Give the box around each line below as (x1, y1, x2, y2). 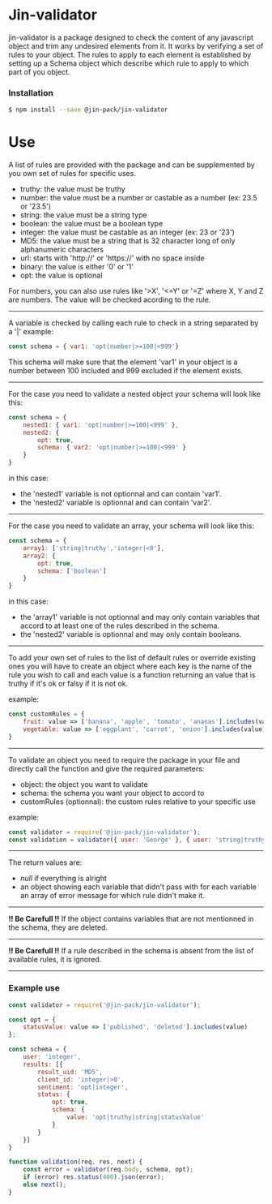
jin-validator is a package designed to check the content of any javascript (8, 32, 253, 42)
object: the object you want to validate (19, 779, 148, 789)
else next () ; (23, 1180, 67, 1189)
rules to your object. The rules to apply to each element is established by (8, 49, 252, 59)
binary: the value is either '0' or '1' (19, 262, 134, 272)
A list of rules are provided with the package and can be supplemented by (8, 160, 255, 170)
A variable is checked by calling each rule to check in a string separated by (8, 318, 259, 328)
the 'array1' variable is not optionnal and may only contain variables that (19, 613, 261, 622)
